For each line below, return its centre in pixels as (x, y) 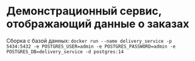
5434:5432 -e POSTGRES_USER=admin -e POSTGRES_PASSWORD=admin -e (91, 47)
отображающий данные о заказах (98, 24)
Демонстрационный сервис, (84, 11)
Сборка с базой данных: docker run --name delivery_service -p (89, 40)
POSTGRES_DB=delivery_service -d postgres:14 (65, 52)
